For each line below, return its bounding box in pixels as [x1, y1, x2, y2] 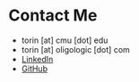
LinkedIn [21, 53, 54, 64]
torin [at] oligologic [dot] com [21, 44, 131, 54]
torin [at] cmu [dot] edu [21, 35, 109, 45]
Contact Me [8, 5, 98, 26]
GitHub [21, 63, 48, 74]
